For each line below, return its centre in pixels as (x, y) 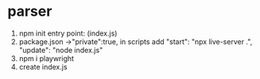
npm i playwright (47, 58)
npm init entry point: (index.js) (68, 33)
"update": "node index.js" (61, 50)
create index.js (43, 66)
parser (30, 11)
